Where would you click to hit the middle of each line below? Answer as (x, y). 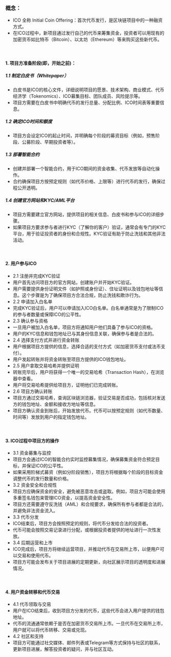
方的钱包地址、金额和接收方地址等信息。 (55, 404)
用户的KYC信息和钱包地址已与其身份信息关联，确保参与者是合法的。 (85, 333)
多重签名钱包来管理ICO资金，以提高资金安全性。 (64, 498)
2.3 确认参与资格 (30, 321)
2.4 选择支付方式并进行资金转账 (46, 340)
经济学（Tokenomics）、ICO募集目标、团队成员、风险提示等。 (78, 96)
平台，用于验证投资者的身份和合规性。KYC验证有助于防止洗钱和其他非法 (89, 233)
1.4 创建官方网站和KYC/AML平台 (40, 201)
